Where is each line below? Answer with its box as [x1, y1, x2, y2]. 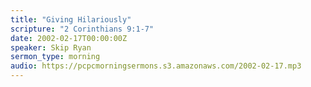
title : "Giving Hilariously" [10, 14, 132, 25]
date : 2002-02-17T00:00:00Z [10, 33, 128, 43]
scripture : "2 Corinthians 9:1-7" [10, 24, 155, 34]
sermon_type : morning [10, 52, 101, 62]
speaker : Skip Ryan [10, 42, 92, 53]
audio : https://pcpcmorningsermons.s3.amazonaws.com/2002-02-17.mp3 [10, 61, 302, 71]
